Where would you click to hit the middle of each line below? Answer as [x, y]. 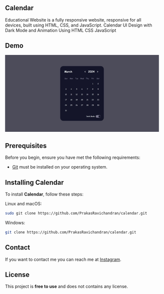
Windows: [15, 222]
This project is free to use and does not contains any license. [67, 287]
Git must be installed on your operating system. [60, 167]
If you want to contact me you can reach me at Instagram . [63, 259]
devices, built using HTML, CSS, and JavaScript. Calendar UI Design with [79, 25]
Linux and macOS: [23, 204]
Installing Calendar [35, 183]
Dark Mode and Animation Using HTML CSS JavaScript [61, 30]
